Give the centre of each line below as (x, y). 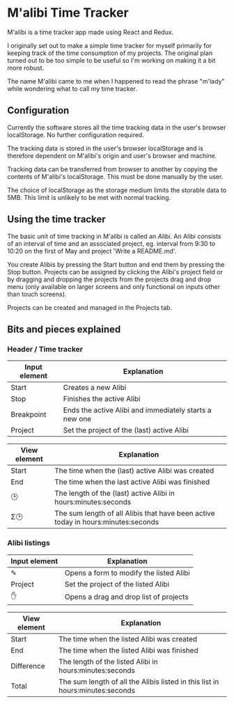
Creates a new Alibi (95, 388)
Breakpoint (29, 414)
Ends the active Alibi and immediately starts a (137, 410)
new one (77, 419)
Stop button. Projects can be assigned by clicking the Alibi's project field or (115, 272)
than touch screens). (37, 294)
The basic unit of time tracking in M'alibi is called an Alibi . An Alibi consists (114, 236)
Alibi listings (29, 543)
